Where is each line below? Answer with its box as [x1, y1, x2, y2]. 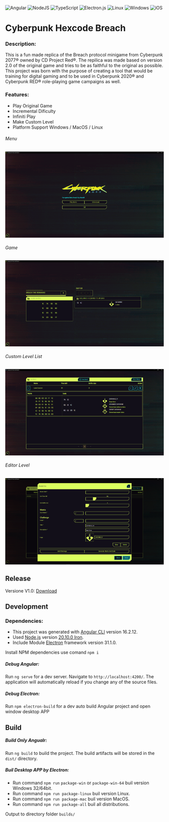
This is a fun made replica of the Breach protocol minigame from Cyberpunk [5, 52, 163, 58]
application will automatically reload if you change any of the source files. [5, 679, 157, 685]
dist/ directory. [5, 755, 38, 761]
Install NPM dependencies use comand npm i [5, 650, 99, 656]
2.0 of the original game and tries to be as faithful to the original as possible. [5, 63, 163, 69]
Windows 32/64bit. [12, 785, 53, 791]
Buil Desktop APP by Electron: [5, 767, 69, 773]
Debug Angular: [5, 661, 39, 667]
